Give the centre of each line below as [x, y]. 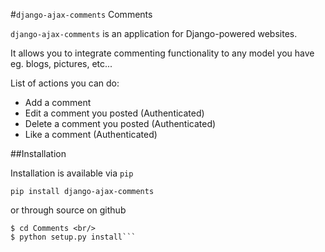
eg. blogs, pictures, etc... [61, 63]
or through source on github [68, 210]
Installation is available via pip [72, 173]
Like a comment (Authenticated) [91, 134]
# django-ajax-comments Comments [81, 14]
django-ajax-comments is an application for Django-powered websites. [154, 33]
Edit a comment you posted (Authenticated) [114, 113]
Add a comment [58, 102]
